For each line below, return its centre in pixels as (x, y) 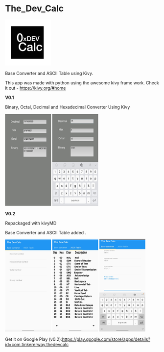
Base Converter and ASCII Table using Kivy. (49, 73)
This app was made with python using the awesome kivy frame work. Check (82, 83)
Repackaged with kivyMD (31, 223)
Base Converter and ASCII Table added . (46, 232)
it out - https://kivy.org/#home (35, 88)
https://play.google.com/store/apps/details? (106, 339)
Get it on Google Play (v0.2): (34, 339)
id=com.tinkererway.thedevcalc (37, 344)
